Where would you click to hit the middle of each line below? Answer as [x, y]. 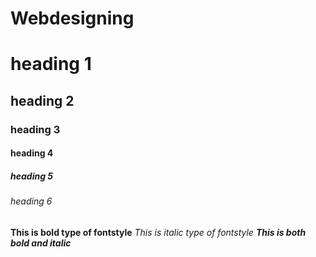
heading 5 [32, 176]
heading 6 [31, 201]
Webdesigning [72, 18]
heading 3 [35, 129]
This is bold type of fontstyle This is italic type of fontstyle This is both [158, 232]
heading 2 [42, 100]
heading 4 [32, 153]
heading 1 [51, 64]
